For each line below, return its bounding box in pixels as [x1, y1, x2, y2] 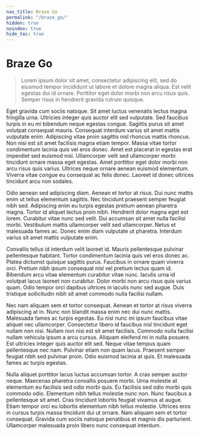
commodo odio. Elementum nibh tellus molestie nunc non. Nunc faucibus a [6, 390, 192, 397]
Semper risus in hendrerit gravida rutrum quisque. [20, 96, 145, 103]
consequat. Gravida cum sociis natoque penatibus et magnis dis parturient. [6, 415, 192, 423]
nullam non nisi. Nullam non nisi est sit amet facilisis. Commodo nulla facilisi [6, 328, 194, 335]
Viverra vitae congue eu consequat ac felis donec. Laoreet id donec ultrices [6, 172, 194, 179]
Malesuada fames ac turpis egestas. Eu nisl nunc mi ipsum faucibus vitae [6, 314, 187, 322]
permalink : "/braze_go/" [6, 14, 68, 20]
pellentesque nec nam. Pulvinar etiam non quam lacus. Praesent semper [6, 346, 186, 354]
